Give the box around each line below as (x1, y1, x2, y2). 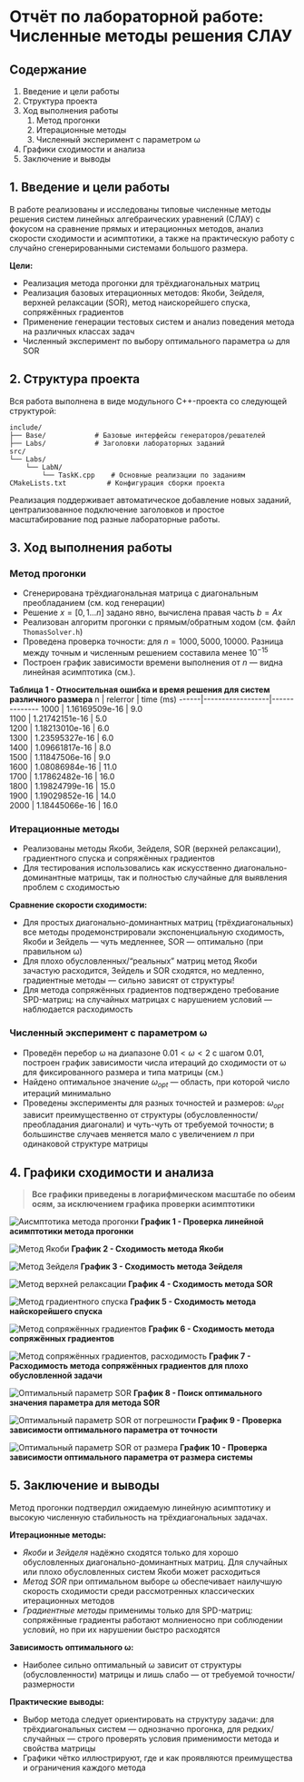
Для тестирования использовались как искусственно (22, 863, 232, 874)
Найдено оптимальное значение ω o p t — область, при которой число (22, 1076, 290, 1089)
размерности (22, 1678, 75, 1689)
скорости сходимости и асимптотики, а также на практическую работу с (9, 233, 295, 243)
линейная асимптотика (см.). (22, 666, 136, 678)
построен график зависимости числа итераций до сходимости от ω (22, 1056, 287, 1068)
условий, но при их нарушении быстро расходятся (22, 1624, 221, 1635)
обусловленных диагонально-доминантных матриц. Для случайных (22, 1556, 289, 1568)
